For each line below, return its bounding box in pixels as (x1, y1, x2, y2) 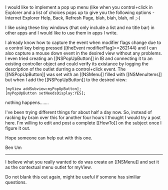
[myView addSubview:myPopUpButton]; (5, 86, 81, 91)
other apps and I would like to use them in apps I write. (5, 30, 118, 35)
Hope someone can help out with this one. (5, 135, 92, 140)
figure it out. (5, 125, 30, 131)
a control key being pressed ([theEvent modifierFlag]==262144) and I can (5, 45, 157, 50)
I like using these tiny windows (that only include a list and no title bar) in (5, 24, 155, 30)
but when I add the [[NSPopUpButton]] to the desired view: (5, 77, 127, 82)
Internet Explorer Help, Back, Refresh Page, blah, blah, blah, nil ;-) (5, 15, 141, 20)
